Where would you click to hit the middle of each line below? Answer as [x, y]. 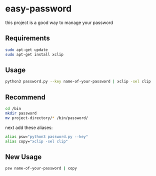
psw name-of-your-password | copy [41, 168]
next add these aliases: [29, 127]
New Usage [23, 157]
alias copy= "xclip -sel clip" [37, 141]
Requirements [27, 38]
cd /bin [13, 108]
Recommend [25, 97]
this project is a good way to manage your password [59, 22]
